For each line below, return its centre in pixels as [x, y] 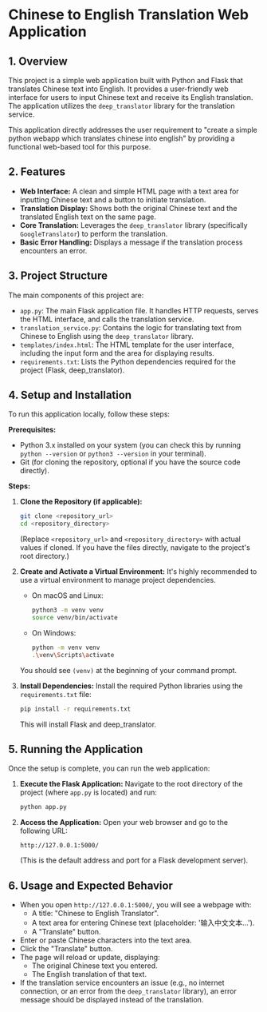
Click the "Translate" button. [66, 949]
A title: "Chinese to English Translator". [95, 914]
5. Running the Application [76, 749]
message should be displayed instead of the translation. [112, 1000]
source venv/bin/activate [75, 618]
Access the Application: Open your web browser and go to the [124, 823]
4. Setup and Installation [70, 395]
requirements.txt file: [55, 694]
